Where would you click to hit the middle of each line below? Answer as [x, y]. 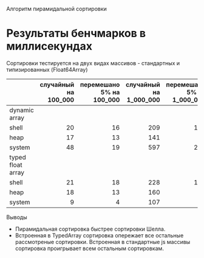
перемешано [100, 85]
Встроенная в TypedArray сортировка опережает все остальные [99, 235]
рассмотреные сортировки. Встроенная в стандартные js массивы [103, 242]
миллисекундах [49, 47]
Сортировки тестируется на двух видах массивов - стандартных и [93, 63]
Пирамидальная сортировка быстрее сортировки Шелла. [90, 229]
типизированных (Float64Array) [47, 69]
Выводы [17, 217]
